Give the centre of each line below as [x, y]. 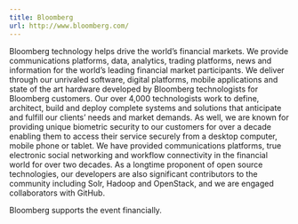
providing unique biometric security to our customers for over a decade [140, 126]
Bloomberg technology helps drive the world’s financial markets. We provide [149, 51]
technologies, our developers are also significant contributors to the [133, 173]
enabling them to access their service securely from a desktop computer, [143, 136]
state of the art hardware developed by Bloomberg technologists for [134, 89]
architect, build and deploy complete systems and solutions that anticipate [145, 108]
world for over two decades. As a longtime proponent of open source [136, 164]
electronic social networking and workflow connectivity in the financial [139, 155]
